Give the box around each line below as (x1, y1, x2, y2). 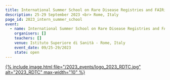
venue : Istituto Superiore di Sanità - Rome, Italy (14, 41, 125, 46)
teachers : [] (14, 36, 42, 41)
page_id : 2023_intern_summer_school (5, 17, 82, 22)
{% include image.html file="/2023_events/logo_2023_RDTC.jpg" (5, 64, 141, 70)
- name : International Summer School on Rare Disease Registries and (10, 26, 159, 31)
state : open (14, 50, 39, 55)
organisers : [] (14, 31, 47, 36)
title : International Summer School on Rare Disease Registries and (5, 7, 153, 13)
